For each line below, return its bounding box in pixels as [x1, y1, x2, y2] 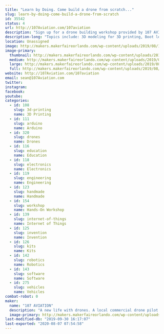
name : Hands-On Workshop [14, 208, 64, 213]
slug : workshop [14, 203, 45, 208]
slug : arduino [14, 121, 42, 126]
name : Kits [14, 248, 36, 254]
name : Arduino [14, 125, 42, 130]
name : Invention [14, 235, 47, 240]
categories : [5, 98, 29, 103]
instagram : [5, 84, 27, 90]
